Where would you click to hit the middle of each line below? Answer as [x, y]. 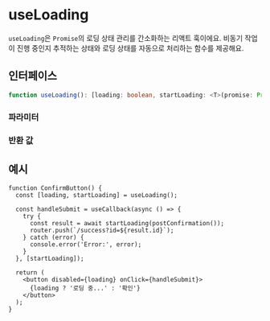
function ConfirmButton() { [55, 188]
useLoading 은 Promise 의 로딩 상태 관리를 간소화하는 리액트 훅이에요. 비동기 [126, 38]
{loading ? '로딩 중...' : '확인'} [85, 288]
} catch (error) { [53, 238]
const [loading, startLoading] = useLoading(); [97, 195]
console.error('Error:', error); [86, 245]
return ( [30, 273]
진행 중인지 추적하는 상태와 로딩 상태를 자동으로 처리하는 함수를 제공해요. [130, 48]
